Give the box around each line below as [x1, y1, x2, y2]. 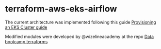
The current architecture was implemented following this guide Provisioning [5, 19, 156, 25]
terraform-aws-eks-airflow [5, 3, 117, 14]
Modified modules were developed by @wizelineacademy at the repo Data [5, 34, 154, 39]
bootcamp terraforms [5, 38, 48, 44]
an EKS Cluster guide [5, 24, 48, 30]
